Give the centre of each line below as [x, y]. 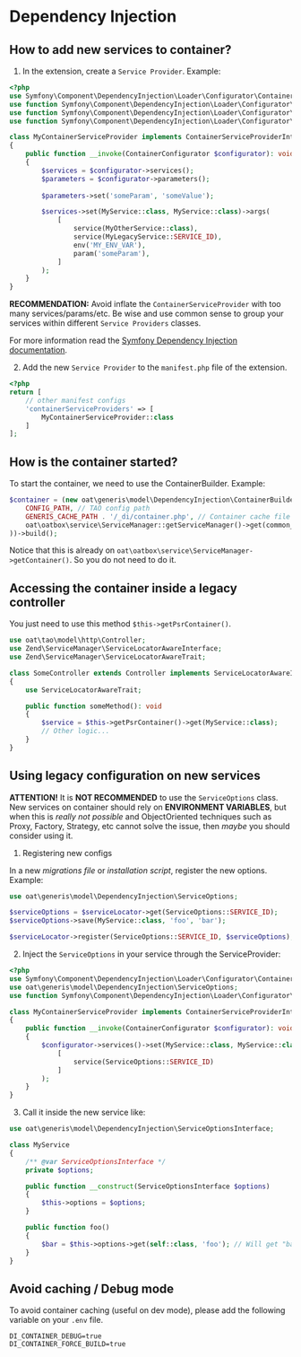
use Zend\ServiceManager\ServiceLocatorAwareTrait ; [107, 657]
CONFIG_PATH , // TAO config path [88, 508]
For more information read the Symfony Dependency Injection [123, 341]
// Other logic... [76, 731]
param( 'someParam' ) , [112, 253]
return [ [26, 392]
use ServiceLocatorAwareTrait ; [84, 690]
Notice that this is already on [62, 550]
